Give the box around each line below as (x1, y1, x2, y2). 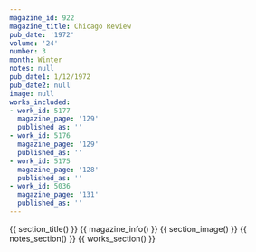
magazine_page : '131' (17, 190, 100, 199)
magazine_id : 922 (9, 13, 75, 23)
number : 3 (9, 47, 47, 56)
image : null (9, 89, 54, 98)
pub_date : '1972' (9, 30, 75, 39)
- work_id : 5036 (9, 182, 71, 191)
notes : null (9, 64, 54, 73)
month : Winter (9, 55, 63, 64)
